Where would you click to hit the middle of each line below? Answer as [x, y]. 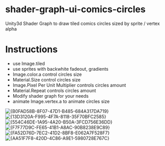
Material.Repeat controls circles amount [54, 91]
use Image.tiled [29, 63]
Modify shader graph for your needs [51, 96]
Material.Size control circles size [46, 79]
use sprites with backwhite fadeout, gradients [60, 69]
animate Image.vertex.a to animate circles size [61, 101]
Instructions [31, 50]
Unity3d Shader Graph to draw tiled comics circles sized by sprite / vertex [82, 23]
